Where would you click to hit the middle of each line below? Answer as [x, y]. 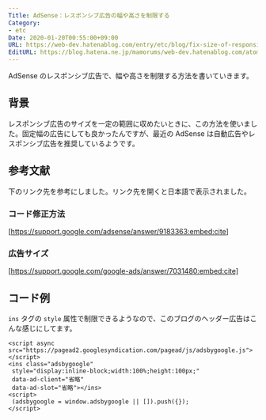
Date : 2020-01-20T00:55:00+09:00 [63, 38]
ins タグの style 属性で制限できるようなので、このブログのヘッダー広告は [129, 319]
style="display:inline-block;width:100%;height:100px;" [106, 371]
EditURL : [23, 52]
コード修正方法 [37, 214]
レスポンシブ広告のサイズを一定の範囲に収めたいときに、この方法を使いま [129, 123]
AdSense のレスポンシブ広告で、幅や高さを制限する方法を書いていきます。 [131, 76]
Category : [25, 23]
